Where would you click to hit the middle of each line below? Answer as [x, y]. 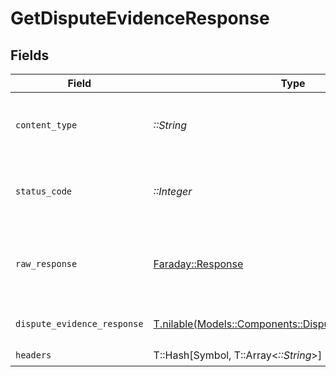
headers [33, 355]
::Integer [173, 191]
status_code [44, 191]
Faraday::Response [198, 264]
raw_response [46, 263]
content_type [46, 125]
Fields [30, 55]
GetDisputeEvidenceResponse [140, 18]
